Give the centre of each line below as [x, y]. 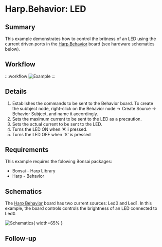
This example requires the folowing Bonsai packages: [59, 162]
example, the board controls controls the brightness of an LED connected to [81, 208]
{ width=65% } [48, 223]
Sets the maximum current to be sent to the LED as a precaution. [77, 119]
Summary [20, 27]
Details [16, 92]
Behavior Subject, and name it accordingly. [55, 114]
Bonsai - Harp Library [34, 171]
